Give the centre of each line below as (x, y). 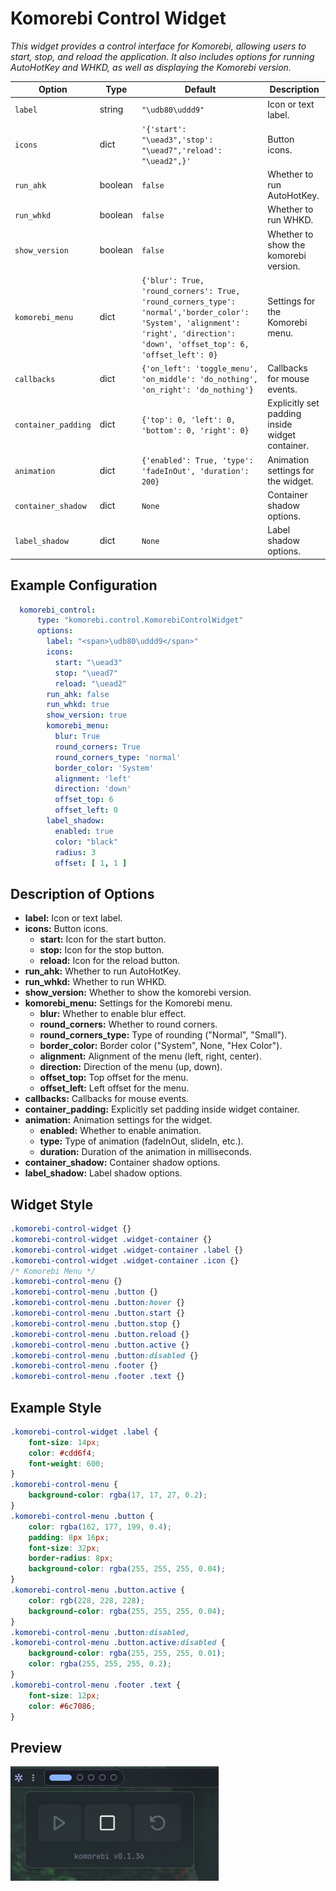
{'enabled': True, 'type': (197, 460)
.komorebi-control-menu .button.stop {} (96, 1323)
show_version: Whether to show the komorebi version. (138, 993)
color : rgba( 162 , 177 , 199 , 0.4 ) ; (100, 1527)
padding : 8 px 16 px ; (69, 1537)
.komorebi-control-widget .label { (84, 1432)
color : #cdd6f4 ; (62, 1453)
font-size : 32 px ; (64, 1548)
